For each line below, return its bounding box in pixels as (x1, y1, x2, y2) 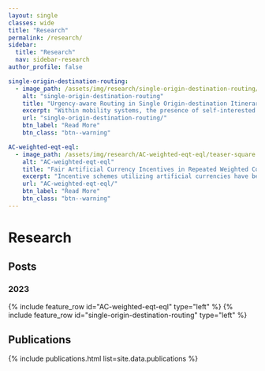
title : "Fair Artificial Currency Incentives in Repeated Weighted (22, 165, 248, 173)
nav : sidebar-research (15, 56, 90, 64)
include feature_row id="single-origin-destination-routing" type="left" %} (8, 310, 248, 320)
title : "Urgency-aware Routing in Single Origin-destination (22, 100, 227, 108)
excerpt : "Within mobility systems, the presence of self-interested (22, 107, 256, 115)
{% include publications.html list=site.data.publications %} (8, 354, 199, 364)
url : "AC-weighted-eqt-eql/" (22, 180, 118, 188)
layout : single (8, 11, 58, 20)
